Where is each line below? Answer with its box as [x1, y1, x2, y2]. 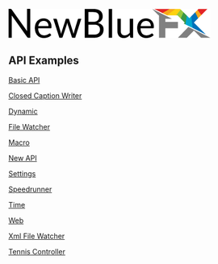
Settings [8, 168, 36, 178]
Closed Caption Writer [8, 90, 82, 101]
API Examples [8, 54, 79, 68]
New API [8, 153, 38, 163]
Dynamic [8, 106, 38, 116]
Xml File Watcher [8, 231, 65, 241]
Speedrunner [8, 184, 52, 194]
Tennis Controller [8, 246, 66, 256]
